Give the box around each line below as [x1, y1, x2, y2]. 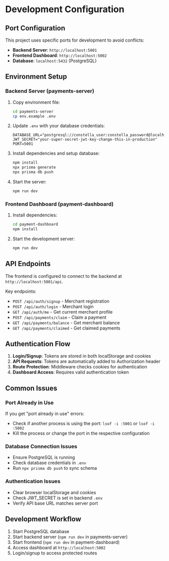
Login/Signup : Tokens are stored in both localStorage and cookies [12, 353, 151, 359]
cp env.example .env [12, 114, 56, 119]
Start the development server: [12, 236, 75, 242]
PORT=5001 [12, 141, 34, 146]
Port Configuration [5, 24, 66, 32]
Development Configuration [5, 4, 125, 15]
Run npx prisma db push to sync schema [12, 465, 97, 471]
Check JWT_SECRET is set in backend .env [12, 495, 103, 501]
